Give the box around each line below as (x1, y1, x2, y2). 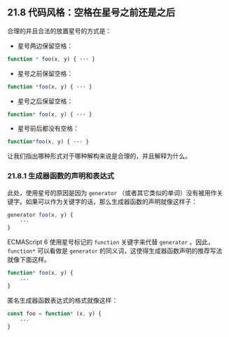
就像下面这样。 (7, 256, 50, 264)
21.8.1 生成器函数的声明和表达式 (7, 171, 114, 181)
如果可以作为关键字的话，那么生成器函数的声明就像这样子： (25, 197, 197, 206)
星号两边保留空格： (17, 41, 74, 50)
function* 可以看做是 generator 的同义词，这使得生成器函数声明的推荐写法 (7, 246, 223, 255)
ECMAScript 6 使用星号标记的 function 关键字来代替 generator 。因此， (7, 238, 214, 246)
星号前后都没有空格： (17, 124, 79, 133)
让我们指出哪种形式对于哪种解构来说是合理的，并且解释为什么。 (7, 152, 191, 160)
